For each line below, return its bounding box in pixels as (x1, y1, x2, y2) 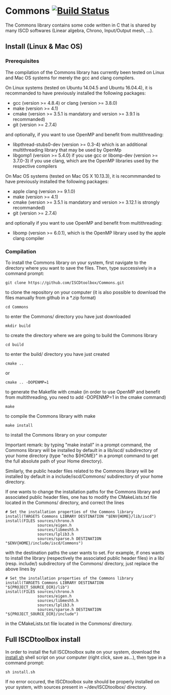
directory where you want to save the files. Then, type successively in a (5, 265, 157, 271)
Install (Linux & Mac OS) (5, 42, 83, 51)
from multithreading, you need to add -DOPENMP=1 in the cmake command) (5, 394, 166, 400)
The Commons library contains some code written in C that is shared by (5, 22, 157, 28)
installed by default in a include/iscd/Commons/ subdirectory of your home (5, 473, 163, 480)
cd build (5, 342, 24, 347)
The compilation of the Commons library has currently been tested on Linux (5, 69, 165, 75)
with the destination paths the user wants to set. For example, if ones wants (5, 549, 164, 556)
